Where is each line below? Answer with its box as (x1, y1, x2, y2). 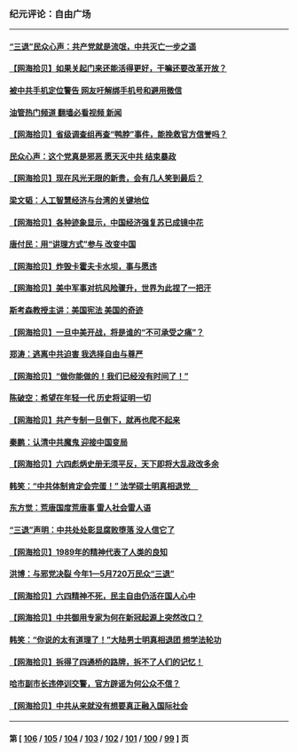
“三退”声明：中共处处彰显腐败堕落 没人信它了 (9, 524, 176, 534)
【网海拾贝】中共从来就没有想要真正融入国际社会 (9, 700, 188, 711)
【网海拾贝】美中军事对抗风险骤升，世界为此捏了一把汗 (9, 282, 211, 294)
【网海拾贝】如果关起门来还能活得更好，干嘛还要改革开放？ (9, 63, 227, 74)
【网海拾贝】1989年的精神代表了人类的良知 (9, 546, 169, 557)
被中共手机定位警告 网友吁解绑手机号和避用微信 (9, 85, 183, 96)
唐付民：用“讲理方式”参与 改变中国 (9, 239, 137, 249)
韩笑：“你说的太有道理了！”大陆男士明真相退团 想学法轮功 (9, 634, 222, 645)
